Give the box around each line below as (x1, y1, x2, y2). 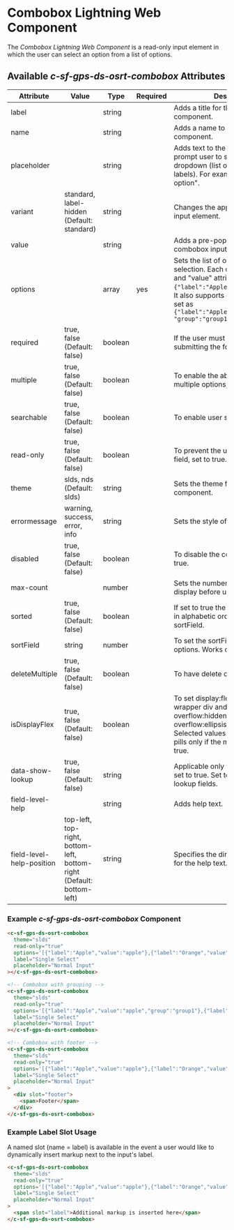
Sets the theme (173, 479, 224, 488)
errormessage (10, 516, 57, 526)
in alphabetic (173, 611, 216, 621)
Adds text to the (173, 143, 226, 153)
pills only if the (173, 737, 221, 747)
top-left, (63, 814, 92, 824)
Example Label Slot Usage (7, 1127, 97, 1137)
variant (10, 207, 33, 216)
